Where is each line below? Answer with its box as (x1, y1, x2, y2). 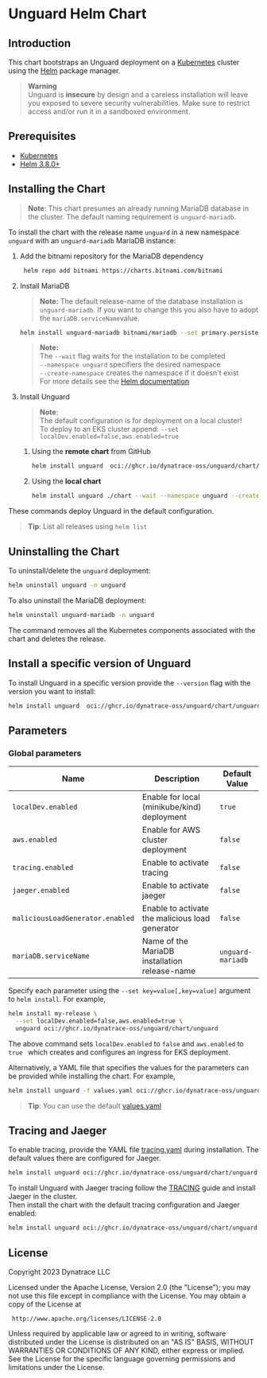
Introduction (8, 37, 72, 50)
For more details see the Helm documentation (39, 377, 189, 386)
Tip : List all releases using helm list (27, 522, 148, 531)
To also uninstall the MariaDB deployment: (8, 596, 147, 605)
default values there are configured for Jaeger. (8, 1154, 161, 1163)
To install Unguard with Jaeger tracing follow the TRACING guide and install (8, 1183, 256, 1193)
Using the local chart (31, 476, 102, 486)
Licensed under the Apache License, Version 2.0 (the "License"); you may (8, 1282, 251, 1292)
